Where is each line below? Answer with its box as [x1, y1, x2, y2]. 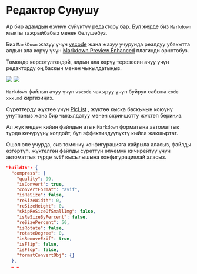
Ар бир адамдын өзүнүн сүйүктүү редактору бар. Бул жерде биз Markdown [6, 23, 192, 30]
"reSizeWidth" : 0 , [16, 198, 62, 203]
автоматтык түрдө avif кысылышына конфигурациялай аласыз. [6, 153, 166, 161]
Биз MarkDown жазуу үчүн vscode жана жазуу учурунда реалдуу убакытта [6, 41, 191, 48]
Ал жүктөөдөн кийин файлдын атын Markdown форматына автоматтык [6, 123, 179, 130]
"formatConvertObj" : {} [16, 252, 75, 258]
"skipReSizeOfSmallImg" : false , [16, 208, 96, 215]
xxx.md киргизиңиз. [6, 94, 54, 101]
